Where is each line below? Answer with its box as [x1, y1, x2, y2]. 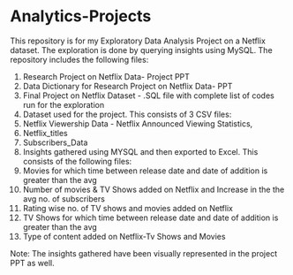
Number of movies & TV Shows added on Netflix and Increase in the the [22, 184, 285, 195]
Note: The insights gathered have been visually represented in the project [10, 248, 277, 258]
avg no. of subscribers [22, 193, 105, 204]
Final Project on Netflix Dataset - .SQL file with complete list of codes [22, 90, 274, 101]
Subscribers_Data [22, 137, 88, 148]
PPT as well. [10, 257, 56, 268]
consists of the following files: [22, 156, 132, 166]
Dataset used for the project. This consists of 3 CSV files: [22, 109, 232, 119]
